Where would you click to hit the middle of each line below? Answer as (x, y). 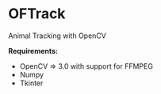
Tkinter (31, 83)
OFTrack (37, 14)
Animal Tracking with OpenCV (57, 36)
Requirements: (33, 51)
